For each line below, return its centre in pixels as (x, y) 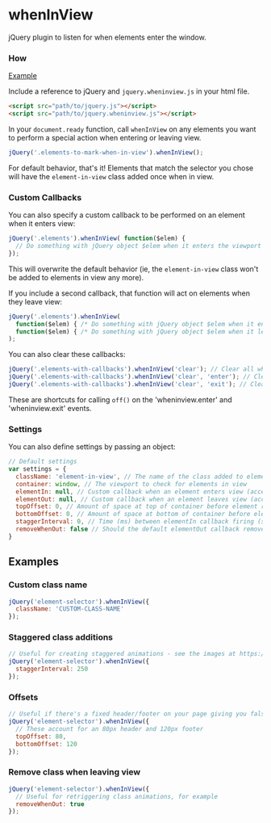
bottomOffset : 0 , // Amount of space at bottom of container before (133, 514)
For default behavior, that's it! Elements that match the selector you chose (131, 168)
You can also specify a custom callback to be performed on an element (127, 215)
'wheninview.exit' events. (50, 408)
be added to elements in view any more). (76, 277)
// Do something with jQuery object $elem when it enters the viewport (139, 246)
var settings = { (38, 469)
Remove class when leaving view (75, 772)
